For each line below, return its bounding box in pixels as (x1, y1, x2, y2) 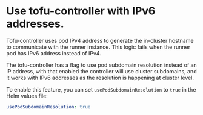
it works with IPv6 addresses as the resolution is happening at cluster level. (6, 74, 195, 81)
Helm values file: (6, 92, 48, 99)
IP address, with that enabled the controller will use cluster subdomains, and (6, 67, 197, 75)
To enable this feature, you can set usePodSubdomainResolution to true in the (6, 85, 196, 93)
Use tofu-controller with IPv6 (6, 4, 156, 18)
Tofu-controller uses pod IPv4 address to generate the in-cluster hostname (6, 37, 194, 44)
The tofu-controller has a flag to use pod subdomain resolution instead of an (6, 61, 197, 69)
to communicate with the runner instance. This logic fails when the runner (6, 43, 191, 51)
